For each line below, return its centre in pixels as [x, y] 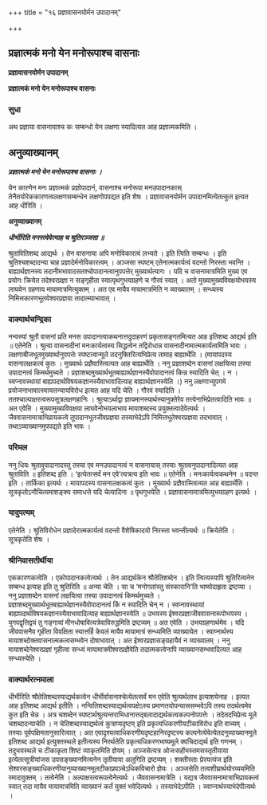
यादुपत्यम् [21, 512]
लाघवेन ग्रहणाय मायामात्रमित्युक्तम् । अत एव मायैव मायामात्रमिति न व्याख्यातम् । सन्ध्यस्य [116, 289]
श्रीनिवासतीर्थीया [31, 560]
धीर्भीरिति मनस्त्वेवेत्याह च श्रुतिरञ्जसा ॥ [56, 237]
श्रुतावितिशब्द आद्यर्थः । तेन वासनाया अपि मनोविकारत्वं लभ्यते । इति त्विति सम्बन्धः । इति [118, 253]
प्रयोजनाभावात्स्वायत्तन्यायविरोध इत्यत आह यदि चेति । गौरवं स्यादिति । [95, 391]
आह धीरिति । [26, 205]
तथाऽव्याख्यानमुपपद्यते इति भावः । [50, 426]
